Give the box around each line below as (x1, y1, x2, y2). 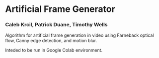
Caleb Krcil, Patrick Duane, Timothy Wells (5, 21, 108, 28)
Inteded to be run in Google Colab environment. (5, 47, 103, 53)
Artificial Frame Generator (5, 3, 115, 15)
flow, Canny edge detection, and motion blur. (5, 38, 97, 44)
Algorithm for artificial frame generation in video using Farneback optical (5, 32, 154, 38)
